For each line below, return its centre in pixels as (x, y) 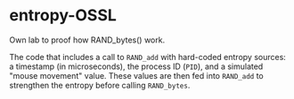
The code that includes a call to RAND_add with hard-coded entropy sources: (148, 57)
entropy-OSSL (63, 15)
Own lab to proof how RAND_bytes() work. (87, 40)
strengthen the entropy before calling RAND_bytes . (100, 85)
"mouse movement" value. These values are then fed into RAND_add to (137, 75)
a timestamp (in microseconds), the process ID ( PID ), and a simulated (136, 66)
